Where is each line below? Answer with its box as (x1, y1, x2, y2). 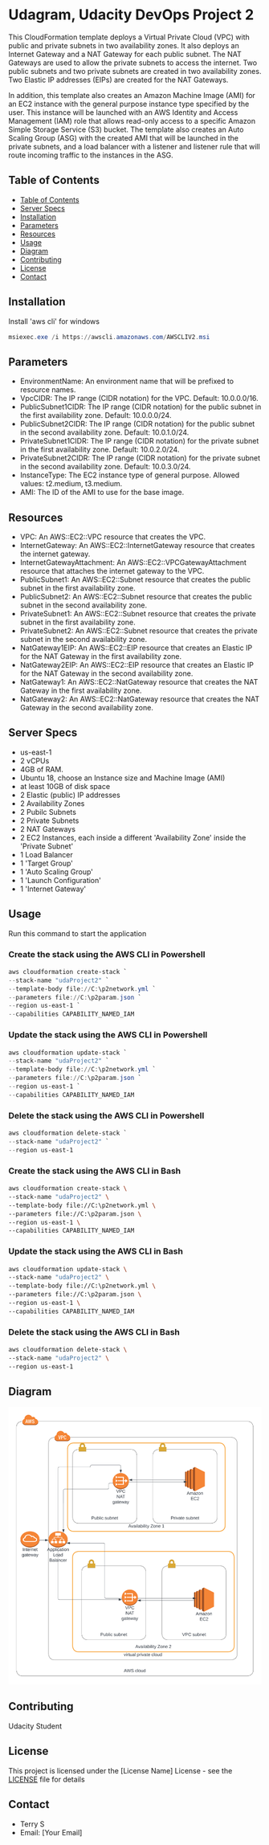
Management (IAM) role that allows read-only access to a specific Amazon (8, 116, 255, 125)
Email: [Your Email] (19, 1827, 83, 1837)
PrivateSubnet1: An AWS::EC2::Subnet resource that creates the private (19, 609, 257, 619)
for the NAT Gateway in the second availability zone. (19, 669, 194, 678)
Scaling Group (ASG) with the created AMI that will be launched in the (8, 133, 239, 142)
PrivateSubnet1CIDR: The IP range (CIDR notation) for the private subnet (19, 436, 259, 446)
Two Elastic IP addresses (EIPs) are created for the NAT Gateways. (8, 75, 229, 84)
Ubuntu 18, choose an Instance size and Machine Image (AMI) (19, 773, 226, 783)
